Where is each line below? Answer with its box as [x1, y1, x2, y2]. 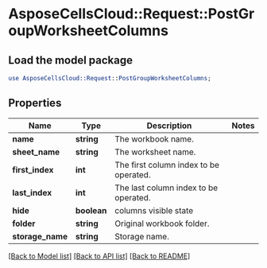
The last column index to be [114, 182, 219, 193]
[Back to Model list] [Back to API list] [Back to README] [8, 251, 191, 261]
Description [146, 120, 192, 131]
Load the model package [8, 53, 133, 67]
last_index [12, 187, 52, 198]
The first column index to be [114, 159, 220, 170]
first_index [12, 164, 54, 175]
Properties [8, 96, 62, 110]
